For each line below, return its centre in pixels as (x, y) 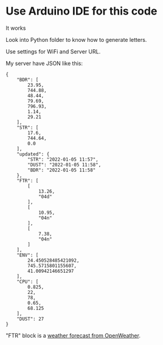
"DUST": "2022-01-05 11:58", (64, 165)
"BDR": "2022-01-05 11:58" (62, 170)
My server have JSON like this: (44, 63)
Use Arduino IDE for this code (81, 11)
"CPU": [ (28, 282)
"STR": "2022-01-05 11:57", (63, 159)
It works (16, 28)
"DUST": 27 (30, 319)
